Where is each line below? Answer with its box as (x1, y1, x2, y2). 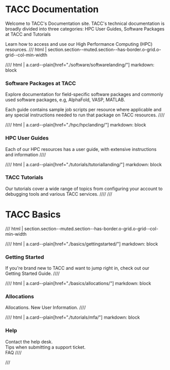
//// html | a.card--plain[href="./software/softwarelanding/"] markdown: (5, 61, 155, 68)
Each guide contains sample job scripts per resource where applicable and (5, 107, 161, 113)
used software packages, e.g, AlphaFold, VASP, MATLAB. (5, 97, 125, 103)
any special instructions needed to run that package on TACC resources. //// (5, 112, 165, 118)
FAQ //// (5, 349, 22, 355)
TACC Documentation (5, 4, 99, 15)
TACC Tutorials (5, 174, 44, 181)
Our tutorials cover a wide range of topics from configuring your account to (5, 186, 163, 192)
